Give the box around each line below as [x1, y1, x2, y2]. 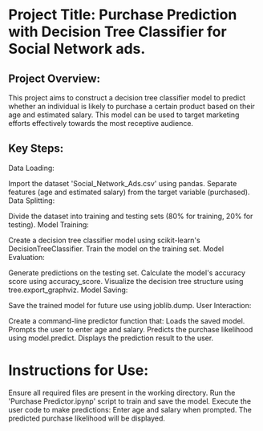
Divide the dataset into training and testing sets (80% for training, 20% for [8, 211, 253, 221]
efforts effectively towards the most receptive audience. [8, 119, 194, 128]
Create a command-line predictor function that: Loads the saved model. [8, 315, 245, 326]
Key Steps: [8, 142, 64, 156]
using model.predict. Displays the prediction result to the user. [8, 333, 214, 343]
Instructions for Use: [8, 361, 149, 379]
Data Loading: [8, 163, 55, 173]
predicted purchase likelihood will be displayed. [8, 413, 166, 423]
